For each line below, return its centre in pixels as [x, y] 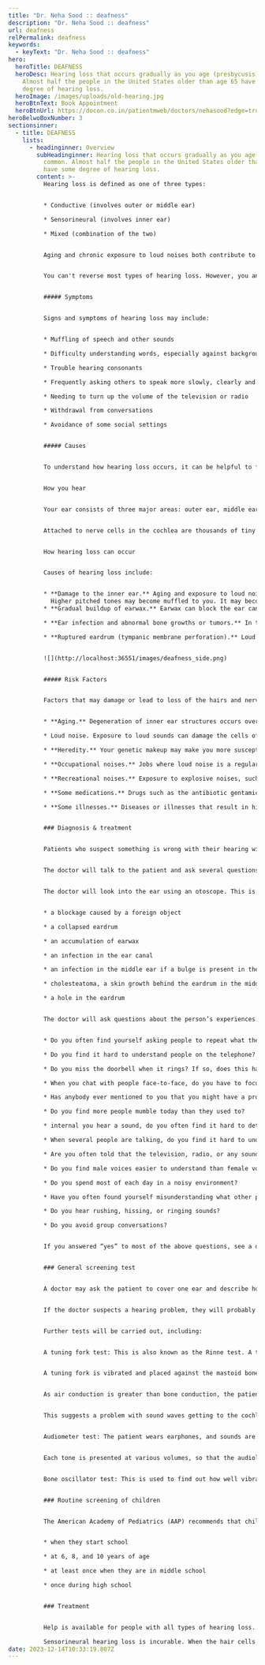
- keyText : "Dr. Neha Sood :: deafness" [82, 52]
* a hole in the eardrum [84, 999]
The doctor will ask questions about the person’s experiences [149, 1019]
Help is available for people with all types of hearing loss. [149, 1627]
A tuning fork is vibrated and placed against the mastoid [142, 1373]
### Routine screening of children [101, 1500]
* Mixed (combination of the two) [100, 233]
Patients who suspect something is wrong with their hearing [146, 849]
